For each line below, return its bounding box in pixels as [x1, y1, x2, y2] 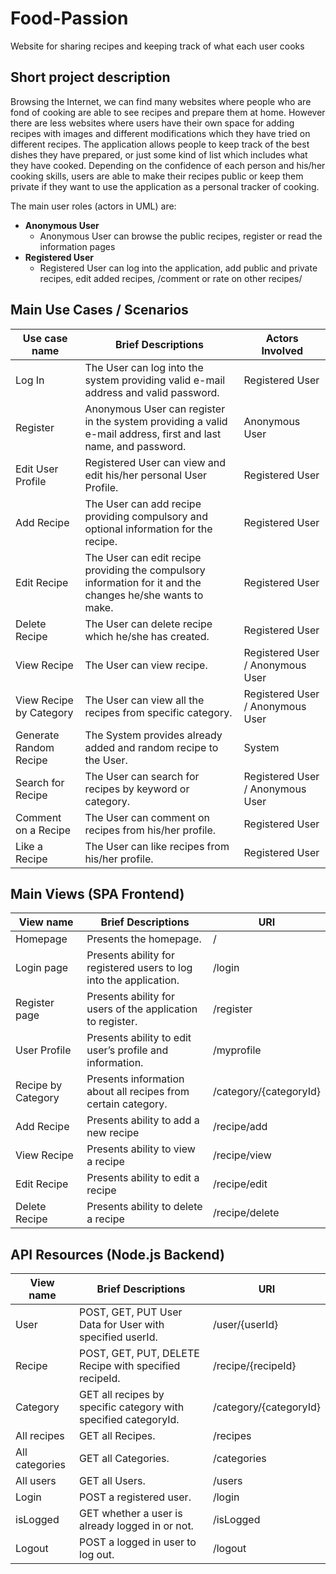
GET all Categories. [79, 1452, 170, 1466]
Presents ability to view [86, 1142, 196, 1156]
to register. [86, 1015, 138, 1029]
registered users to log [86, 961, 193, 975]
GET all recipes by [79, 1388, 165, 1402]
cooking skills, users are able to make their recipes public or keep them [10, 170, 304, 182]
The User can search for [84, 769, 200, 783]
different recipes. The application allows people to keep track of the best [10, 138, 310, 150]
